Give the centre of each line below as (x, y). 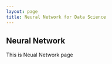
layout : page (22, 11)
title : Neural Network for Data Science (56, 17)
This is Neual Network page (40, 55)
